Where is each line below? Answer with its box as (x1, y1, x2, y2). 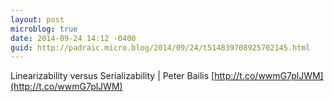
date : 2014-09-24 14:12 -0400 (10, 33, 137, 43)
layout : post (10, 14, 65, 25)
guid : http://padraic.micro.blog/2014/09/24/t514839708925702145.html (10, 42, 311, 53)
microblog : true (10, 24, 78, 34)
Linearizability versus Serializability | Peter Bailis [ (10, 70, 215, 82)
